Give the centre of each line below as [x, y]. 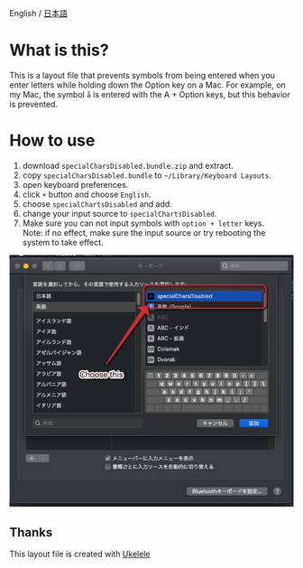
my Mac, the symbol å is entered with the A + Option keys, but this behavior [150, 94]
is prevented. [34, 104]
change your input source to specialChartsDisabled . [119, 213]
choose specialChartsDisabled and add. [97, 204]
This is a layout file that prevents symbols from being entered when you [142, 75]
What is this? [60, 50]
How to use [52, 140]
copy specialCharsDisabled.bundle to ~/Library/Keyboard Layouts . [147, 175]
